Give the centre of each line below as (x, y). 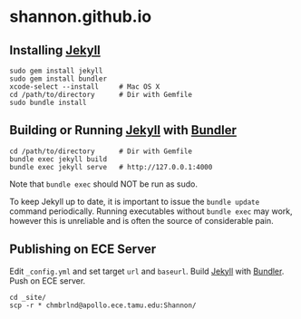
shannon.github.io (81, 17)
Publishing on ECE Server (83, 250)
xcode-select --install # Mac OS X (85, 87)
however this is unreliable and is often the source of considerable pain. (141, 220)
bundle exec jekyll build (58, 159)
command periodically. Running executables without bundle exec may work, (151, 211)
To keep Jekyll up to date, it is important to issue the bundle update (135, 201)
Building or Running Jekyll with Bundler (123, 130)
